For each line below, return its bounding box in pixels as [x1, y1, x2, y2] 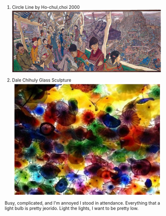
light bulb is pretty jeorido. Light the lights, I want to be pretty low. [4, 206, 139, 212]
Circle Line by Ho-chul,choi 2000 [11, 4, 80, 10]
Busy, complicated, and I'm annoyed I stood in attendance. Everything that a [4, 200, 161, 206]
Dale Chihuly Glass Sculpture [11, 77, 71, 83]
